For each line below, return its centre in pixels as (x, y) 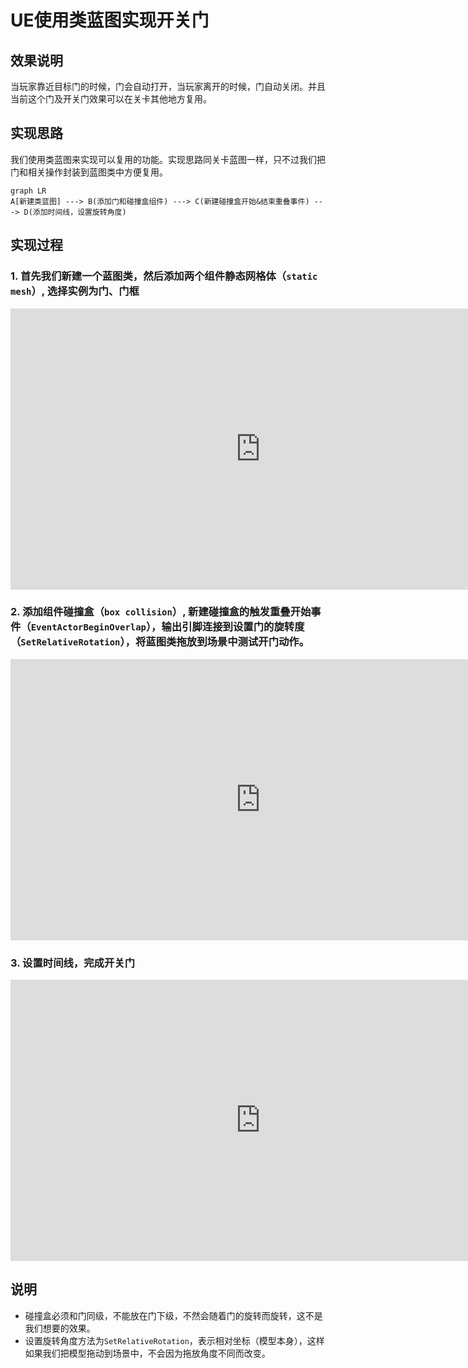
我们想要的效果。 (60, 1328)
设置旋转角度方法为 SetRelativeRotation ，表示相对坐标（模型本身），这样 (174, 1340)
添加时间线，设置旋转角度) (79, 212)
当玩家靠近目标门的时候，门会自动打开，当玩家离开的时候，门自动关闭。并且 (168, 86)
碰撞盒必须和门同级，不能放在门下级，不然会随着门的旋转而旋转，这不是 (173, 1315)
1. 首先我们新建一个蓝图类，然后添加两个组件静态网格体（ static (164, 276)
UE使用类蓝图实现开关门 (110, 20)
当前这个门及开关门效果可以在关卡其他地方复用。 (111, 99)
